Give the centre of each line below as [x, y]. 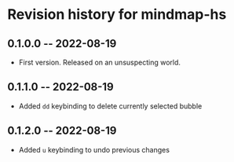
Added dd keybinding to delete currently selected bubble [110, 106]
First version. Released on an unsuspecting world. [100, 62]
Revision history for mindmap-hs [117, 15]
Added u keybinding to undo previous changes [94, 149]
